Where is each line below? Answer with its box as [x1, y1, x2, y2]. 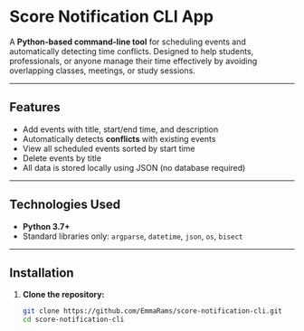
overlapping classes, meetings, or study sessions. [9, 65, 196, 76]
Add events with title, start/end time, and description [22, 124, 219, 135]
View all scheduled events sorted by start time [22, 143, 195, 154]
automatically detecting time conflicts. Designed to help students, [9, 45, 254, 56]
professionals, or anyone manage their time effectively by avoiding [9, 55, 258, 66]
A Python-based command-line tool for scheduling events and [9, 36, 246, 47]
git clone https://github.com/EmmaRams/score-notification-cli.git [22, 307, 282, 316]
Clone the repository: [22, 289, 105, 300]
